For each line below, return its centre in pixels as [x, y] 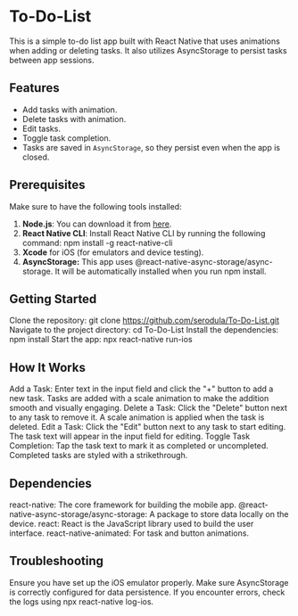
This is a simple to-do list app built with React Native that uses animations [145, 41]
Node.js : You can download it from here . [97, 224]
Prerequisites [47, 185]
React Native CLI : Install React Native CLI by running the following [144, 233]
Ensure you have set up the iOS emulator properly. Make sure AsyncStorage [149, 582]
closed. [36, 157]
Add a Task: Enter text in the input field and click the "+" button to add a [141, 389]
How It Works [48, 367]
